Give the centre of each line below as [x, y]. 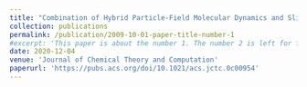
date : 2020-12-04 [42, 52]
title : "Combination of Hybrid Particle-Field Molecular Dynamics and [147, 18]
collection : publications [58, 26]
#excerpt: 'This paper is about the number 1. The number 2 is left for [151, 43]
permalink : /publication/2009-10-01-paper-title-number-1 [122, 34]
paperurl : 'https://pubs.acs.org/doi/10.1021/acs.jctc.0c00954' [134, 69]
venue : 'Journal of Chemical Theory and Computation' [114, 60]
